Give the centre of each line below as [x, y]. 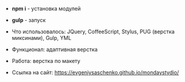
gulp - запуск [29, 20]
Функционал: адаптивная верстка [55, 49]
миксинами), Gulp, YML [42, 38]
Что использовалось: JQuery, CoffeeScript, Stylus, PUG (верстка [93, 31]
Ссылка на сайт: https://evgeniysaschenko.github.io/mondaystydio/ [95, 72]
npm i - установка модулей [46, 9]
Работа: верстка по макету [46, 61]
